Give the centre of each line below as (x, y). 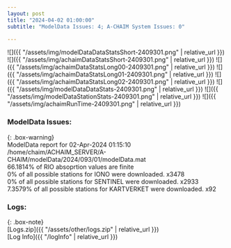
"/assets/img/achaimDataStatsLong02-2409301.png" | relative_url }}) (115, 82)
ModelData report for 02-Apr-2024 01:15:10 (69, 144)
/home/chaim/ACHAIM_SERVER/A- (57, 152)
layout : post (26, 14)
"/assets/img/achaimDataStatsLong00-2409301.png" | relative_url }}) (116, 67)
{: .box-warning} (31, 137)
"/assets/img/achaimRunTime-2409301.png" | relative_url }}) (94, 104)
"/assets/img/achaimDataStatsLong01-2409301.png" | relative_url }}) (115, 74)
